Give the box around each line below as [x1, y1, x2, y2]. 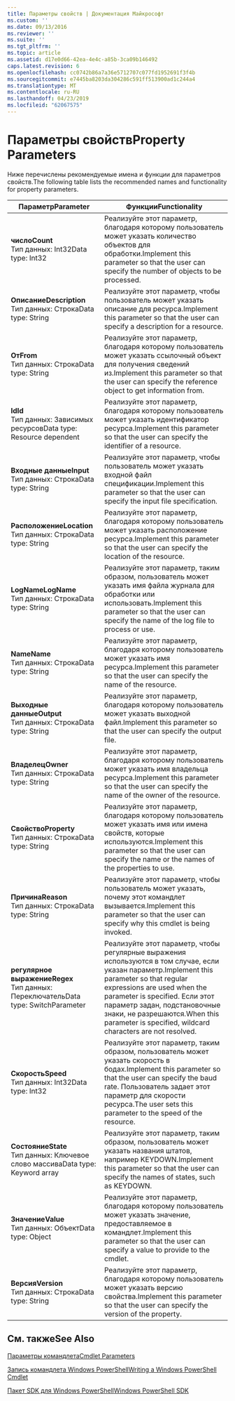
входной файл [104, 470, 152, 480]
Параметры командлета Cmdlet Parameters [7, 1351, 135, 1360]
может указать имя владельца [104, 763, 208, 773]
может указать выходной [104, 709, 191, 718]
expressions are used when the [104, 982, 208, 992]
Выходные [10, 699, 49, 709]
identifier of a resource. [104, 440, 181, 450]
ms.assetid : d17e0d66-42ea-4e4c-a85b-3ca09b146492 [7, 56, 158, 63]
